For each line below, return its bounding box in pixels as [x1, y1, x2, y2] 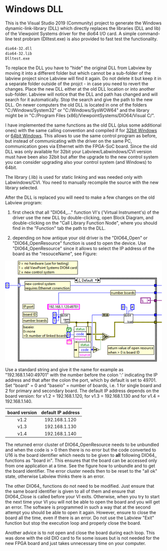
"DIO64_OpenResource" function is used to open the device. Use [12, 240, 146, 246]
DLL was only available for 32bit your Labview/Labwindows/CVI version [5, 148, 152, 154]
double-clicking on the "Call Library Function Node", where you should [12, 220, 158, 226]
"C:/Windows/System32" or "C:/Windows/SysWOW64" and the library [5, 107, 150, 113]
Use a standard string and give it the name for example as [5, 367, 124, 373]
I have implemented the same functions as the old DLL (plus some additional [5, 122, 162, 128]
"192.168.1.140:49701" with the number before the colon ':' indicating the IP [5, 372, 158, 378]
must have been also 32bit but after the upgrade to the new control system [5, 153, 159, 160]
